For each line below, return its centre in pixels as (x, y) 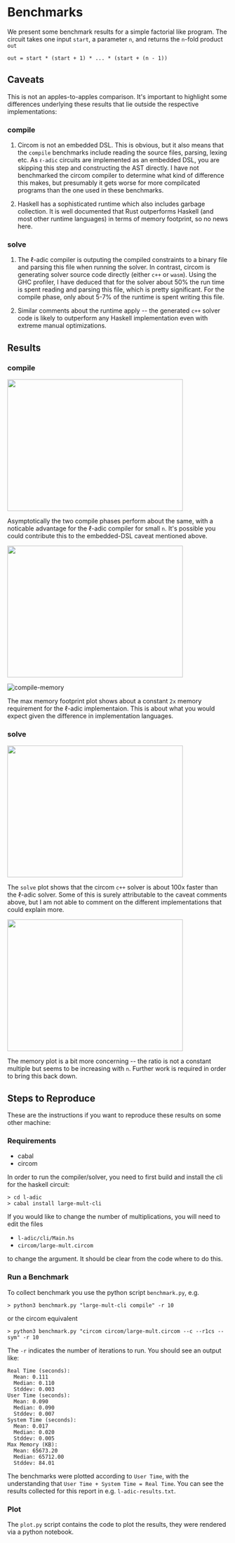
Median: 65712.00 (39, 1457)
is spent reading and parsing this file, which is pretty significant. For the (121, 289)
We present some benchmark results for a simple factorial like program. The (117, 32)
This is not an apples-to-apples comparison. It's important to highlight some (117, 96)
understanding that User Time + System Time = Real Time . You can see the (116, 1483)
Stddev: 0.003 (34, 1389)
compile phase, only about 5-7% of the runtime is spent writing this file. (121, 297)
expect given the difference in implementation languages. (90, 716)
